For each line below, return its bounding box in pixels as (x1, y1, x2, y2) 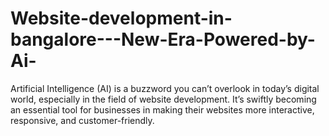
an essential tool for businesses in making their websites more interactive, (10, 103, 315, 116)
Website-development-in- (10, 7, 233, 30)
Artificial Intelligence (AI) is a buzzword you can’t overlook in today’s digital (10, 82, 320, 94)
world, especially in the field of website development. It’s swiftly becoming (10, 93, 317, 105)
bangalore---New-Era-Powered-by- (10, 28, 316, 51)
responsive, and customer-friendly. (10, 114, 155, 126)
